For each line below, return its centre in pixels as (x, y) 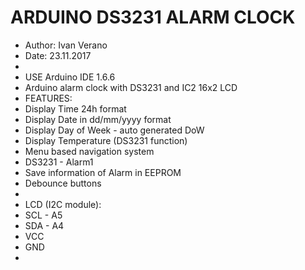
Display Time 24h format (75, 108)
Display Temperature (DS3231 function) (106, 140)
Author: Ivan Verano (66, 45)
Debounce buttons (63, 183)
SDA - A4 (44, 225)
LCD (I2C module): (63, 204)
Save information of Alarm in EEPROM (103, 172)
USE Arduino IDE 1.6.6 (70, 77)
